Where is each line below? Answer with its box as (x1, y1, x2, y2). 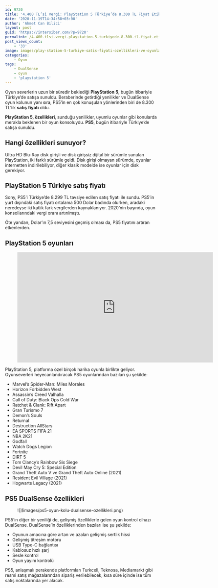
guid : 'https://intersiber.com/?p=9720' (5, 30, 89, 35)
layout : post (5, 25, 32, 30)
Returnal (12, 417, 29, 424)
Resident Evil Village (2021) (12, 475, 67, 481)
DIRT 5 (12, 454, 26, 460)
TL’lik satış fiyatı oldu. (5, 104, 50, 110)
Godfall (12, 439, 27, 444)
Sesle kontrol (12, 552, 39, 558)
